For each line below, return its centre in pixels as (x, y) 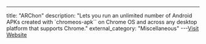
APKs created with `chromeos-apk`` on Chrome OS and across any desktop (102, 22)
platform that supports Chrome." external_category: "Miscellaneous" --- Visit (103, 28)
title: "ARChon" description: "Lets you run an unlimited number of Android (99, 15)
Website (17, 35)
